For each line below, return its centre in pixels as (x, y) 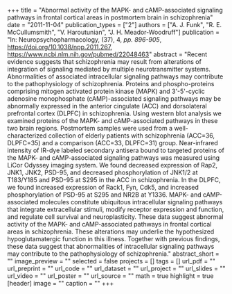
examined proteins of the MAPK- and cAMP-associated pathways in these (113, 121)
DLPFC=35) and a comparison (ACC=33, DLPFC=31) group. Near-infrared (113, 143)
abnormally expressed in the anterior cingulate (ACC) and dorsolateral (107, 106)
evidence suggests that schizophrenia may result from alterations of (105, 62)
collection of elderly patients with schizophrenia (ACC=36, (132, 136)
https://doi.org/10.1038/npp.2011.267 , (60, 47)
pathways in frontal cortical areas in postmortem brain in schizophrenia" (110, 17)
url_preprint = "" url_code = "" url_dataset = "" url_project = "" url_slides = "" (116, 268)
